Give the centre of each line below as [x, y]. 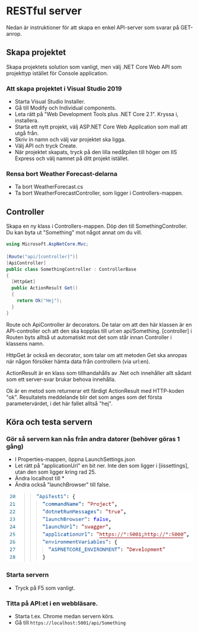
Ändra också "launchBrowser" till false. [63, 485]
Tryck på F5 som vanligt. [45, 588]
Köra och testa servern [49, 422]
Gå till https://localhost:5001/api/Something [70, 622]
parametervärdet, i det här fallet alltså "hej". [59, 403]
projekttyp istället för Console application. [57, 73]
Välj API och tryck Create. [46, 146]
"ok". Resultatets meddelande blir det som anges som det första [84, 397]
